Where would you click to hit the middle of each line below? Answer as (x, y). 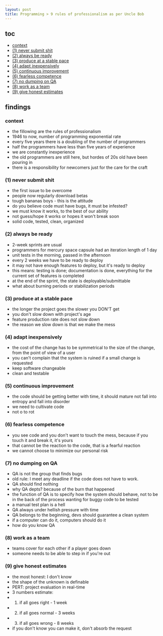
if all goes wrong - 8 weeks (47, 623)
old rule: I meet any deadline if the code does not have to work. (75, 479)
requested (22, 363)
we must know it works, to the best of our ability (60, 211)
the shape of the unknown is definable (50, 582)
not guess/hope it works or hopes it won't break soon (65, 216)
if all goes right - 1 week (43, 603)
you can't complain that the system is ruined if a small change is (76, 358)
